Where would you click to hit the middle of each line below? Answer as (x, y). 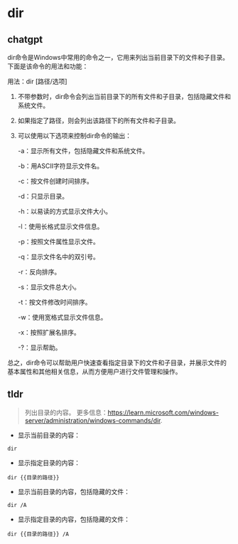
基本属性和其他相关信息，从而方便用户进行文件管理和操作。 (94, 371)
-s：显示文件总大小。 (49, 287)
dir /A (17, 505)
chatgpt (25, 40)
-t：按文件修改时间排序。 (54, 302)
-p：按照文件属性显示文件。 (58, 241)
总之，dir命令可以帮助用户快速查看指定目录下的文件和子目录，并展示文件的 (117, 362)
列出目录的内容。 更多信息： (66, 412)
